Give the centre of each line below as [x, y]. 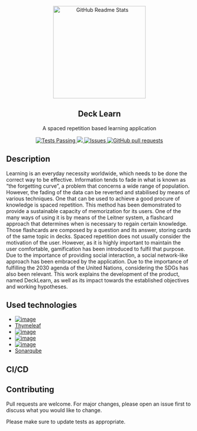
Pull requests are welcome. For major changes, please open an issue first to [98, 404]
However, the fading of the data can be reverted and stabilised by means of [98, 192]
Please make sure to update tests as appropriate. [66, 422]
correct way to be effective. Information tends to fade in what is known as [96, 179]
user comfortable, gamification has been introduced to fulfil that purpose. [96, 249]
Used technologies [42, 305]
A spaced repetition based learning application [99, 128]
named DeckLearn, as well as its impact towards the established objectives [98, 280]
